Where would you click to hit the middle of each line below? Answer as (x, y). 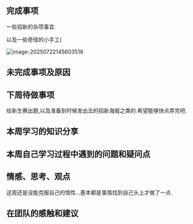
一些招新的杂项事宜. (31, 27)
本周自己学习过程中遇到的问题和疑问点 (78, 154)
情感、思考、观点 (38, 177)
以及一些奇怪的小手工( (34, 39)
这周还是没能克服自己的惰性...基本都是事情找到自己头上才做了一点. (89, 192)
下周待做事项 (30, 95)
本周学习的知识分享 (42, 131)
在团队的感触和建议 (42, 213)
